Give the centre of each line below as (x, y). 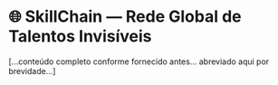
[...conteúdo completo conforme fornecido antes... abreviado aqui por (139, 61)
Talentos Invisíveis (80, 37)
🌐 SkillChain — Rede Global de (125, 17)
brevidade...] (32, 71)
